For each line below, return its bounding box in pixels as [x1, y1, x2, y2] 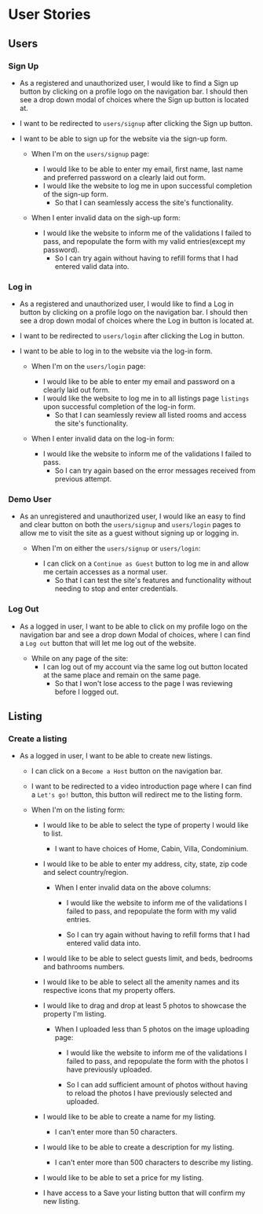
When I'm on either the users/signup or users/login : [31, 544, 201, 553]
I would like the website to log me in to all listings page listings [42, 393, 250, 403]
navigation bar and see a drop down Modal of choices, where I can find [19, 629, 251, 639]
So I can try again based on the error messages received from [54, 466, 256, 475]
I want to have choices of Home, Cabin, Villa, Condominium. [54, 844, 249, 854]
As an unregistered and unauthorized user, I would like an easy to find [19, 511, 246, 521]
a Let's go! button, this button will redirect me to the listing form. [31, 790, 243, 799]
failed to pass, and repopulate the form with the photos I [66, 1057, 249, 1066]
